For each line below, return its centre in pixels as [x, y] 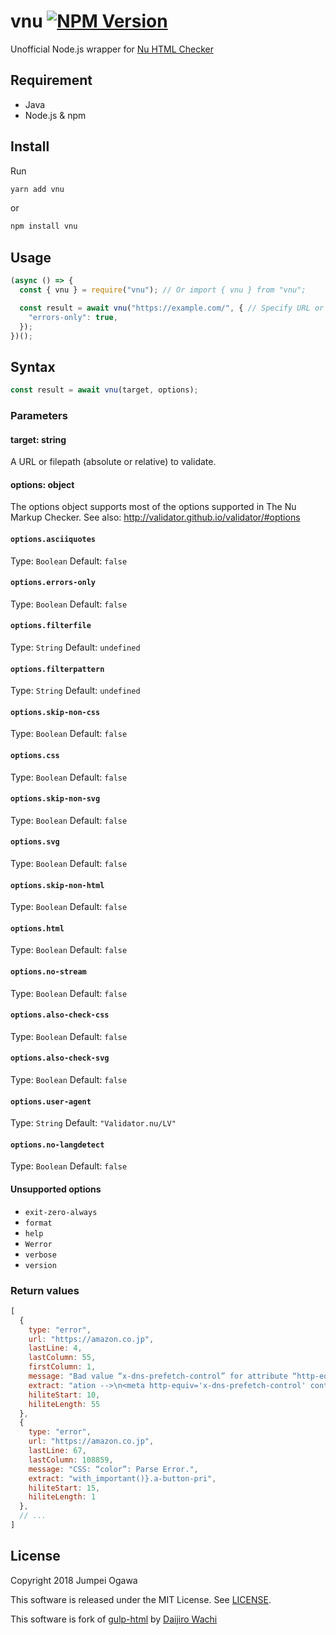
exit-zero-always [61, 1212]
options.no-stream [48, 972]
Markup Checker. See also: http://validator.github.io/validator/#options [155, 517]
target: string [38, 439]
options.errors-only [53, 583]
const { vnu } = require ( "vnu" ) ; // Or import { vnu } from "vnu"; [163, 290]
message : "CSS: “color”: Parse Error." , [113, 1469]
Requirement [51, 80]
